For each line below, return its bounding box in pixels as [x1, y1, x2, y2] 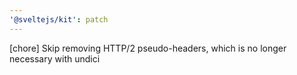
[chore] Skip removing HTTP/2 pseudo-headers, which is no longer [9, 42, 287, 54]
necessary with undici [9, 52, 101, 65]
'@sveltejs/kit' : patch [9, 14, 109, 25]
